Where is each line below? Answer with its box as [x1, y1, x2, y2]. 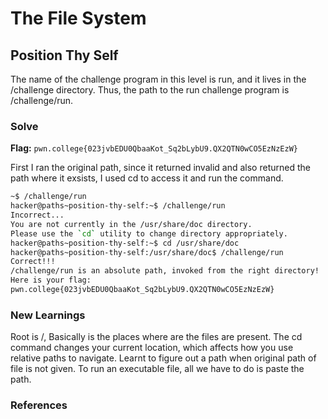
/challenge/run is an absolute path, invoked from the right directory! [10, 266, 320, 276]
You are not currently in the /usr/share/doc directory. [10, 219, 253, 229]
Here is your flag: [10, 275, 92, 286]
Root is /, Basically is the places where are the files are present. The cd [10, 331, 303, 343]
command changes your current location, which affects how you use [10, 342, 294, 354]
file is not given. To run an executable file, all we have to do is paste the [10, 363, 305, 375]
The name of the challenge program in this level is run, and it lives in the [10, 73, 307, 85]
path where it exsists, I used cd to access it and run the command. [10, 172, 284, 184]
